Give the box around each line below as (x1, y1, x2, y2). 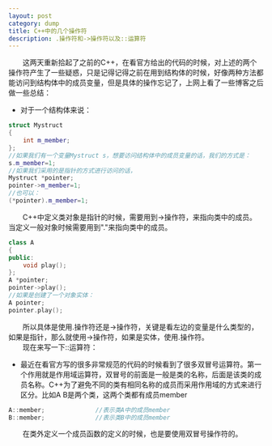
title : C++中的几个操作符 (8, 27, 87, 35)
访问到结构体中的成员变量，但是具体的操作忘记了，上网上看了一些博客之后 (15, 78, 264, 87)
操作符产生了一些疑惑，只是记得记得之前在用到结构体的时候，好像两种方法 (8, 68, 257, 78)
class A (8, 238, 35, 247)
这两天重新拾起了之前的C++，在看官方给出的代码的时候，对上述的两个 (22, 57, 257, 67)
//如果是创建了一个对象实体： (8, 291, 95, 299)
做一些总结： (8, 88, 51, 98)
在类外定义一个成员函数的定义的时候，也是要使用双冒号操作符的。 (22, 429, 243, 439)
